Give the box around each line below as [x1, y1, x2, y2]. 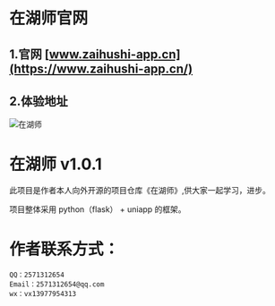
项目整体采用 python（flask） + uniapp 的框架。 [9, 204, 186, 215]
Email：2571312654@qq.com [9, 280, 105, 289]
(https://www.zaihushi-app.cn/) [9, 61, 193, 76]
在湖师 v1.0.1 [9, 154, 102, 174]
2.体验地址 [9, 93, 69, 108]
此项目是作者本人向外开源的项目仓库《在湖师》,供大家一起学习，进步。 [9, 185, 271, 196]
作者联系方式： [9, 239, 120, 259]
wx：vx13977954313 [9, 290, 77, 299]
